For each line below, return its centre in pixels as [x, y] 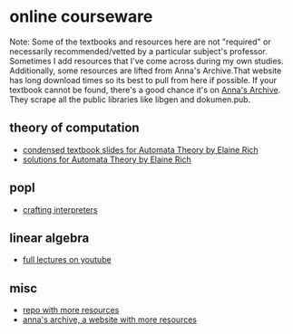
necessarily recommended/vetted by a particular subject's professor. [138, 51]
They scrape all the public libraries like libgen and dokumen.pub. [130, 99]
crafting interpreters [60, 209]
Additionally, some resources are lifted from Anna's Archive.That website [146, 71]
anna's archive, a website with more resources [110, 320]
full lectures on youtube [67, 260]
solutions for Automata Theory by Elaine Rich [107, 159]
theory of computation [74, 128]
